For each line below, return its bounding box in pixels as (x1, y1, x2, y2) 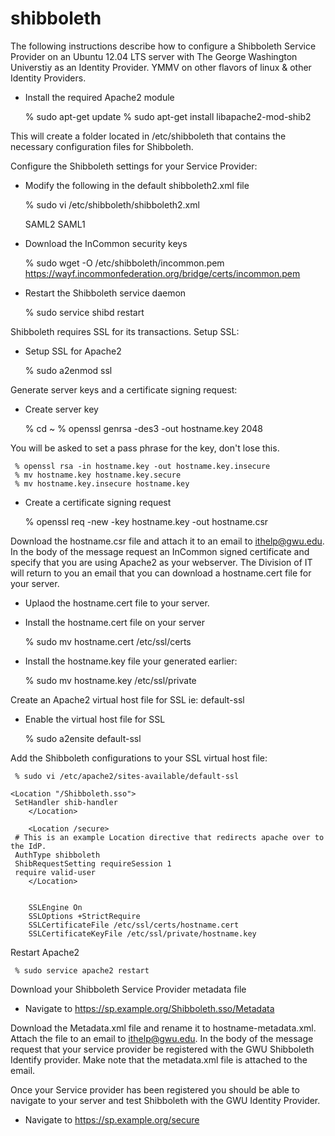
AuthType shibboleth (14, 850, 101, 860)
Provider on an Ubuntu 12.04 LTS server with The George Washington (10, 50, 298, 62)
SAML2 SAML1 (24, 218, 86, 230)
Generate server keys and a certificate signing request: (10, 383, 238, 396)
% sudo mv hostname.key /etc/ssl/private (24, 674, 197, 686)
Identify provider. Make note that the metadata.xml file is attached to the (10, 1053, 308, 1066)
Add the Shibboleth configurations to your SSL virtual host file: (10, 752, 268, 764)
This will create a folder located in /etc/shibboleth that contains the (10, 130, 287, 142)
